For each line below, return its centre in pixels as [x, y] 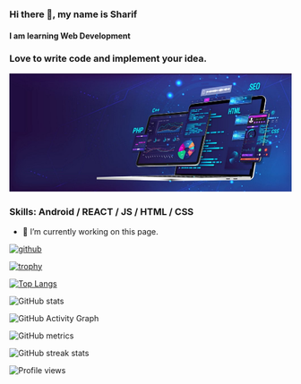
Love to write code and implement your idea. [108, 59]
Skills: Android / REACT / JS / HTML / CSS [102, 212]
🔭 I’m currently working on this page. [90, 231]
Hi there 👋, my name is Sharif [73, 14]
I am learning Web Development [70, 36]
